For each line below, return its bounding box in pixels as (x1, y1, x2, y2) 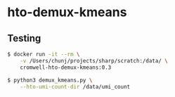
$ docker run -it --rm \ (7, 51, 80, 58)
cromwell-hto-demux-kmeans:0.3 (20, 64, 112, 71)
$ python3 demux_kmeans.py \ (7, 77, 93, 84)
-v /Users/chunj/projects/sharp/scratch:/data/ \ (20, 57, 169, 64)
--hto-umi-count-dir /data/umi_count (20, 83, 131, 90)
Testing (7, 32, 41, 44)
